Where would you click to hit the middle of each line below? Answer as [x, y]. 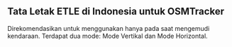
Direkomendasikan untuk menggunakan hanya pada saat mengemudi [109, 28]
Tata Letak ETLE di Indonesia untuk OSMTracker [116, 12]
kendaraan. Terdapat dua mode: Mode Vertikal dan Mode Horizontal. [107, 36]
